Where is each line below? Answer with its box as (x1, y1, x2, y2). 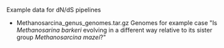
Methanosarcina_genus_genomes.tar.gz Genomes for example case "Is (16, 19, 217, 26)
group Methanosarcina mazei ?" (16, 33, 107, 41)
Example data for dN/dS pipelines (6, 6, 101, 14)
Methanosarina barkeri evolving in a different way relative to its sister (16, 26, 213, 34)
